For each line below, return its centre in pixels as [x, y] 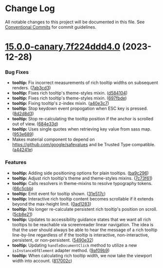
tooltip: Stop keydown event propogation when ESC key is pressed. [80, 109]
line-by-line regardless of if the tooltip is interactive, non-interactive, [81, 235]
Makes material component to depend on [53, 139]
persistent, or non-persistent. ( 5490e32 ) [53, 240]
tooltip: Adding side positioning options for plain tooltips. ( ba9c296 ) [81, 173]
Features [16, 162]
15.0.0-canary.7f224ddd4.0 [63, 47]
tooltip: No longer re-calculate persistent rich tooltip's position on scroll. [85, 209]
